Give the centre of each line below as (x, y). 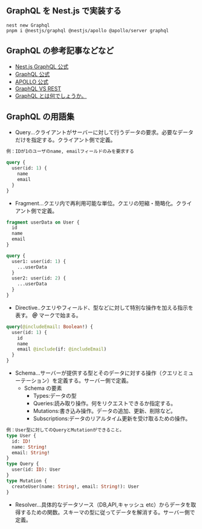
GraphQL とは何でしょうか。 (51, 95)
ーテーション (31, 381)
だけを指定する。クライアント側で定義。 (65, 140)
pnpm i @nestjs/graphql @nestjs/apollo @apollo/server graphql (88, 30)
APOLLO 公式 (32, 81)
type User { (21, 435)
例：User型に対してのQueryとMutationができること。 (65, 430)
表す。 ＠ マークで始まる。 (48, 315)
